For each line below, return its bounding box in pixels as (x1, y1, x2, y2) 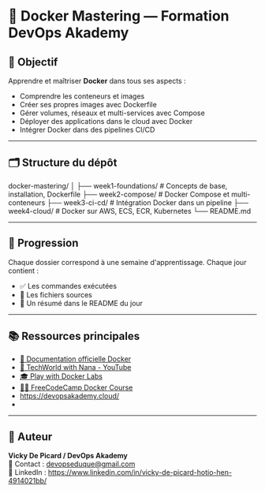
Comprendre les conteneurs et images (19, 92, 145, 101)
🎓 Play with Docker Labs (19, 372, 103, 381)
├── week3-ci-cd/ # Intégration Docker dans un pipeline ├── (47, 197, 249, 207)
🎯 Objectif (8, 55, 58, 69)
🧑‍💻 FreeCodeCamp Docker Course (19, 383, 133, 393)
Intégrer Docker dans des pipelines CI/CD (19, 125, 155, 134)
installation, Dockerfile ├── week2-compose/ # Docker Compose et (8, 189, 230, 199)
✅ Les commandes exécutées (19, 281, 117, 290)
